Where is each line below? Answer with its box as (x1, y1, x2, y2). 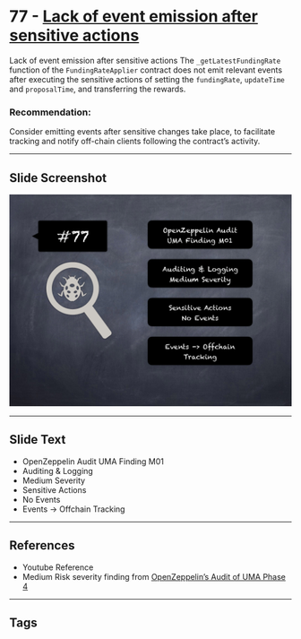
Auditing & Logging (21, 465, 94, 476)
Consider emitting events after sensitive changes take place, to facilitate (9, 126, 276, 137)
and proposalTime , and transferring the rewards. (9, 83, 186, 94)
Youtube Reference (21, 562, 94, 573)
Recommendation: (9, 106, 91, 118)
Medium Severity (21, 475, 86, 486)
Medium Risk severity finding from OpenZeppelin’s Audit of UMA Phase (21, 571, 287, 582)
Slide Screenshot (9, 170, 107, 186)
